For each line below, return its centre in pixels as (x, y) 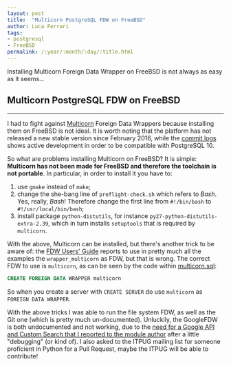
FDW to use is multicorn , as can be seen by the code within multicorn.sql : (112, 266)
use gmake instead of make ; (54, 186)
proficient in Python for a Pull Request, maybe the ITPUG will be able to (108, 349)
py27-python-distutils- (184, 216)
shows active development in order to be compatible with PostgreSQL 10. (111, 145)
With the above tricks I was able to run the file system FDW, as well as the (112, 312)
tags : (15, 33)
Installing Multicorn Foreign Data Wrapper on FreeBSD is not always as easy (115, 71)
